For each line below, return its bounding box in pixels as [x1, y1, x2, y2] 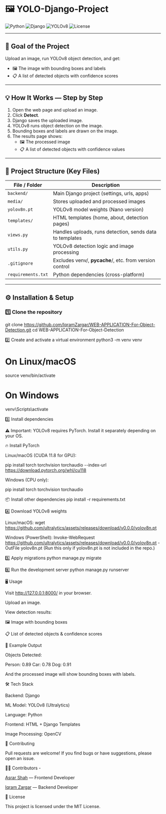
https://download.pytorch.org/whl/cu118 [5, 467, 86, 473]
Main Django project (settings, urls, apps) [52, 190, 149, 197]
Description [91, 181, 120, 188]
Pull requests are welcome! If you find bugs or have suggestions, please [5, 750, 152, 756]
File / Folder [13, 181, 42, 188]
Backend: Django [5, 692, 40, 698]
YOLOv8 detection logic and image [52, 243, 134, 250]
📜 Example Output [5, 642, 42, 648]
